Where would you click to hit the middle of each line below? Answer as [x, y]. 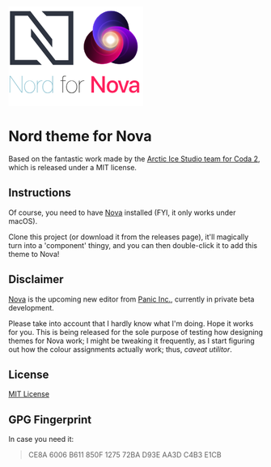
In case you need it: [41, 439]
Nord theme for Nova [80, 137]
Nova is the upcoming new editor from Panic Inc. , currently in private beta [131, 299]
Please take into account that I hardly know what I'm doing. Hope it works [131, 323]
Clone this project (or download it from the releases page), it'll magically [129, 237]
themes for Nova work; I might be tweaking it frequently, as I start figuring [131, 341]
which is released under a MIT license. [73, 167]
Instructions [40, 193]
